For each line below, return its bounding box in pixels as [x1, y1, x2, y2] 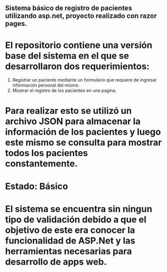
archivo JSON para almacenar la [5, 115, 141, 127]
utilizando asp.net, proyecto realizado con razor [5, 12, 157, 20]
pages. [5, 19, 27, 28]
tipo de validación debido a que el [5, 214, 147, 225]
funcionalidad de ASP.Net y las [5, 235, 136, 246]
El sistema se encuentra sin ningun [5, 203, 153, 214]
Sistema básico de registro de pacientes [5, 4, 133, 12]
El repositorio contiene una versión [5, 39, 153, 51]
